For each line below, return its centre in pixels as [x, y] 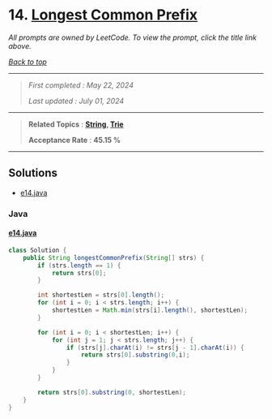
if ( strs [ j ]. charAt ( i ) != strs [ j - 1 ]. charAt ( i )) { [155, 348]
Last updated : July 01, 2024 [76, 101]
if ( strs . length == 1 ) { [79, 266]
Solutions [33, 173]
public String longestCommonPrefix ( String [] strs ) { [114, 257]
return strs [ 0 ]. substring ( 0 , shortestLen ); [112, 392]
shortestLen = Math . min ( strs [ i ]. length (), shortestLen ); [150, 310]
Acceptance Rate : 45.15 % [74, 140]
